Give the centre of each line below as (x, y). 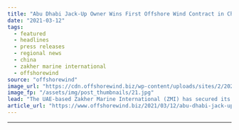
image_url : (23, 86)
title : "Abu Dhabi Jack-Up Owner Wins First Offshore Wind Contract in (116, 14)
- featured (30, 34)
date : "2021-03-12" (36, 20)
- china (25, 60)
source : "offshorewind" (43, 79)
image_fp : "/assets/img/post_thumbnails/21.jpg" (81, 93)
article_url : (27, 106)
